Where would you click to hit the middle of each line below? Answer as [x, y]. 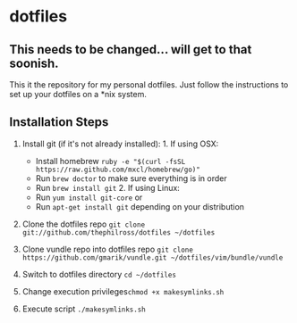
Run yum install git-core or [89, 197]
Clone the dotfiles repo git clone [84, 224]
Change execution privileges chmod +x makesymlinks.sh [123, 291]
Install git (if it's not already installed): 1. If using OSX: [120, 144]
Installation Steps [59, 122]
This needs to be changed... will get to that [131, 50]
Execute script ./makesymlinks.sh [84, 309]
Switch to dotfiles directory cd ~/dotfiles [99, 274]
